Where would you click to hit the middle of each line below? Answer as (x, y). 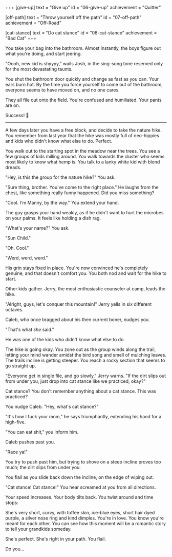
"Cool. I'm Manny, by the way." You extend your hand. (62, 203)
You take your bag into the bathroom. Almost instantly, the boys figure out (83, 48)
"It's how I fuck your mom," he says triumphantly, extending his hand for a (83, 416)
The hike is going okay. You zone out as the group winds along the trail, (81, 349)
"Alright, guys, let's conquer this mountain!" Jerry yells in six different (79, 304)
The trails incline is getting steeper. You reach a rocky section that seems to (85, 360)
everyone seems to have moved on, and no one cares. (63, 90)
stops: (12, 503)
